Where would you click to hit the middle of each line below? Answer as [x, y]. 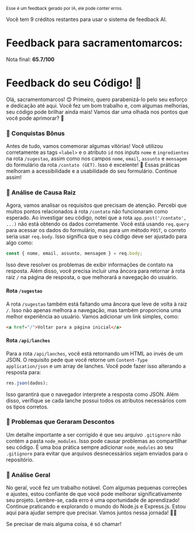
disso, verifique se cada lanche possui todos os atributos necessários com [96, 400]
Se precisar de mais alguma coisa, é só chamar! [64, 524]
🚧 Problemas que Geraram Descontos [60, 422]
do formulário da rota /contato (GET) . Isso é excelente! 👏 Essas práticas [93, 165]
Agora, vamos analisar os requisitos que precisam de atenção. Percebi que [97, 205]
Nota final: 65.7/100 [30, 59]
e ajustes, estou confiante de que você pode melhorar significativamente [94, 494]
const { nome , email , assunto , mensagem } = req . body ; [74, 254]
